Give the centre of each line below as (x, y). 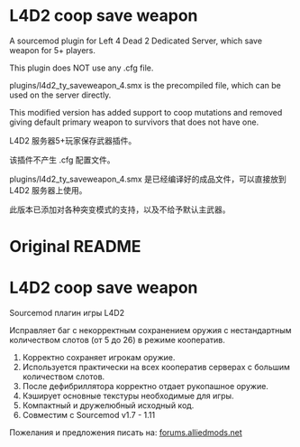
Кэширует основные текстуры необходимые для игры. (128, 396)
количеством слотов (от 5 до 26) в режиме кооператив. (117, 340)
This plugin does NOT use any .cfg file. (82, 68)
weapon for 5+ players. (53, 50)
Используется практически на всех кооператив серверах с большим (156, 368)
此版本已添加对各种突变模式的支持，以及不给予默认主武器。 (120, 210)
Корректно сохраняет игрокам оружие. (99, 358)
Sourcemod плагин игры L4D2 (67, 313)
